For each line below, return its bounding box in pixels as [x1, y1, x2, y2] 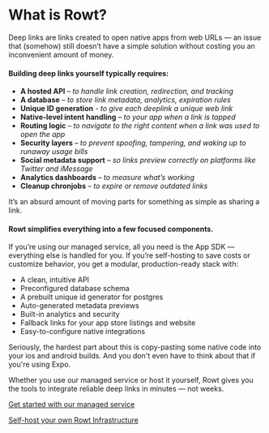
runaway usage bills [19, 147, 88, 156]
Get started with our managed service [8, 400, 135, 409]
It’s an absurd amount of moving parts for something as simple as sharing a [8, 197, 260, 207]
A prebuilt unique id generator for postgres [19, 292, 164, 302]
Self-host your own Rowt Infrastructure [8, 415, 139, 425]
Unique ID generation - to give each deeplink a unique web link [19, 104, 233, 114]
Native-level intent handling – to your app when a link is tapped [19, 112, 237, 122]
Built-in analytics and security [19, 310, 120, 319]
